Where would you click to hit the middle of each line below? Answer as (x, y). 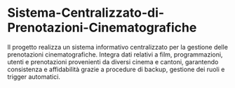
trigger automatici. (34, 76)
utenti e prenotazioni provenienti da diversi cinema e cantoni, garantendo (113, 61)
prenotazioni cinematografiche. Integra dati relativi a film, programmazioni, (115, 54)
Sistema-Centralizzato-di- (86, 13)
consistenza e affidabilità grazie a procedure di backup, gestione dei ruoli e (116, 69)
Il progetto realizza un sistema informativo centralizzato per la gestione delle (117, 47)
